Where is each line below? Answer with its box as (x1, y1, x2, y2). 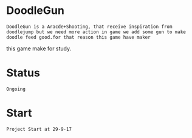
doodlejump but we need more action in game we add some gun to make (6, 28, 187, 35)
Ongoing (6, 86, 26, 92)
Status (6, 66, 41, 80)
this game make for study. (6, 45, 72, 52)
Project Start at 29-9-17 (6, 126, 72, 132)
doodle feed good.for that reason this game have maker (6, 34, 151, 40)
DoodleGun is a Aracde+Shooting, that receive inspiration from (6, 24, 173, 30)
